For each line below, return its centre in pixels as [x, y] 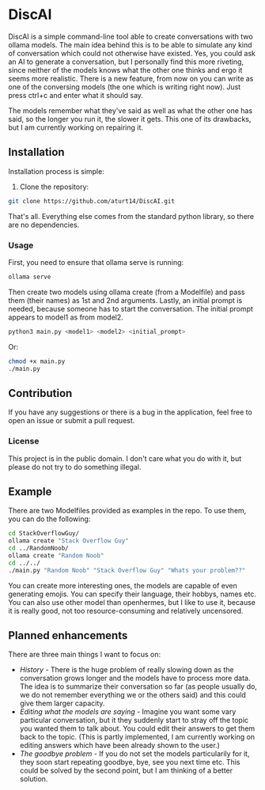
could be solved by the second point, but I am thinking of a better [126, 771]
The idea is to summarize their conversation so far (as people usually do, [138, 686]
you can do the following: [49, 519]
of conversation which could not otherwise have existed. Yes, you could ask [132, 53]
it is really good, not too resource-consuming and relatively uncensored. [126, 610]
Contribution [40, 393]
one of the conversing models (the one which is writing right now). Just [125, 87]
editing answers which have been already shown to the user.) [119, 746]
